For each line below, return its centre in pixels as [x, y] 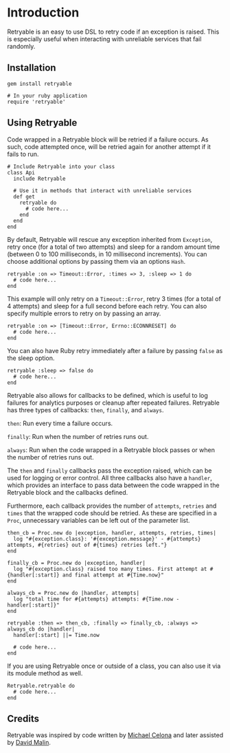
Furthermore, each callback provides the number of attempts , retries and [112, 506]
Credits [23, 718]
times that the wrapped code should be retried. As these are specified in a [112, 513]
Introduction [43, 13]
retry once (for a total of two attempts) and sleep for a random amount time [114, 247]
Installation [32, 68]
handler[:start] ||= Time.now [56, 635]
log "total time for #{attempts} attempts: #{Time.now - [96, 599]
